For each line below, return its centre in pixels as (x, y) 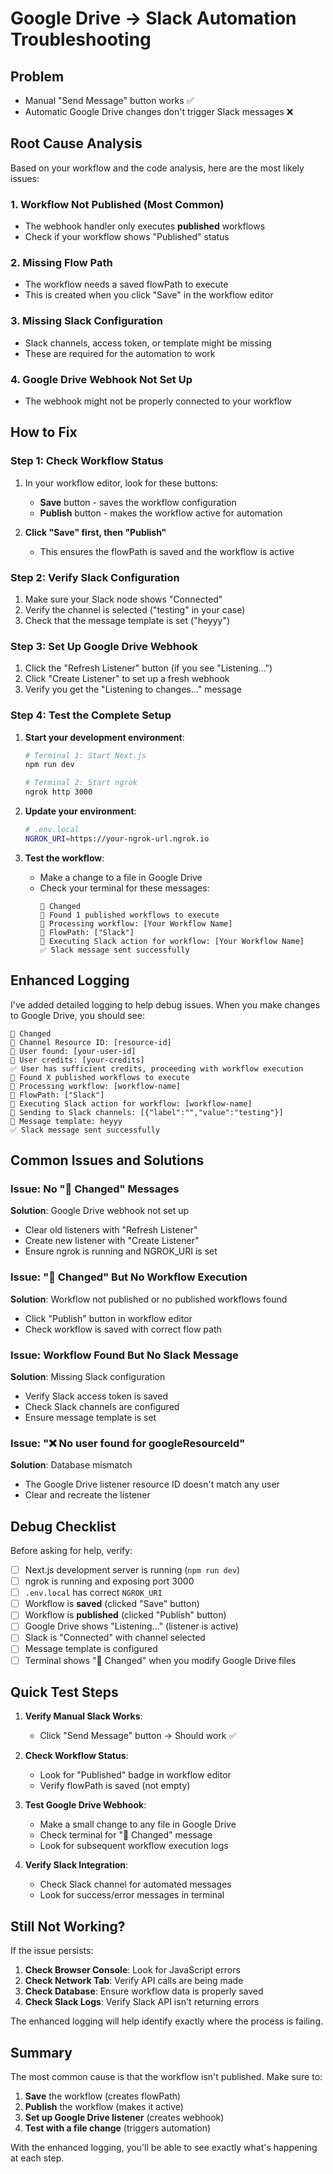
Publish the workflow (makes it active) (104, 2107)
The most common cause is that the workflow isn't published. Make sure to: (166, 2077)
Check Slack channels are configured (102, 1406)
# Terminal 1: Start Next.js (85, 755)
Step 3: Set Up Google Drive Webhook (104, 646)
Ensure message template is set (90, 1417)
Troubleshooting (81, 39)
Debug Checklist (63, 1526)
